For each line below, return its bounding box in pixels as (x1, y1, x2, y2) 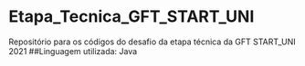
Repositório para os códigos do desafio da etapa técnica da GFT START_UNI (8, 36, 296, 47)
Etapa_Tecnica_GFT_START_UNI (8, 6, 255, 27)
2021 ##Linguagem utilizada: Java (8, 45, 138, 56)
